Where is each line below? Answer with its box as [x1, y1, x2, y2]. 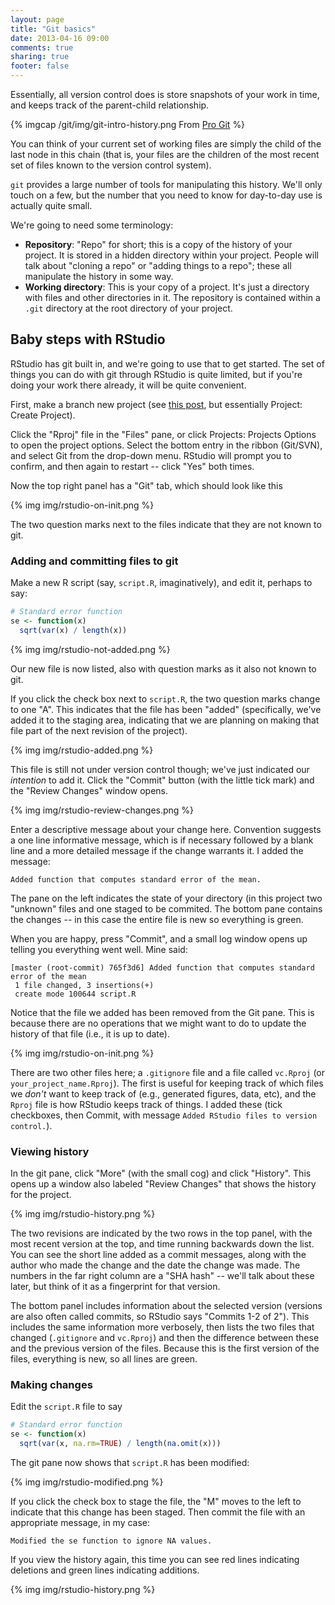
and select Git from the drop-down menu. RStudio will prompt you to [10, 449, 292, 461]
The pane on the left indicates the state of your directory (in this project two [10, 892, 323, 904]
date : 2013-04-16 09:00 [10, 33, 110, 43]
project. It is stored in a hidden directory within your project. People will [24, 249, 319, 261]
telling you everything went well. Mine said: [10, 943, 188, 955]
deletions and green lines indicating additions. [10, 1564, 200, 1576]
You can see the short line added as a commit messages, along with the [10, 1249, 307, 1261]
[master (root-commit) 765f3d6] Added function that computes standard [10, 962, 315, 973]
